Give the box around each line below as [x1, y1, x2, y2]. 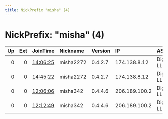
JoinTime [32, 47, 55, 54]
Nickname [59, 47, 84, 54]
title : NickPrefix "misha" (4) [5, 7, 70, 13]
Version [91, 47, 111, 54]
